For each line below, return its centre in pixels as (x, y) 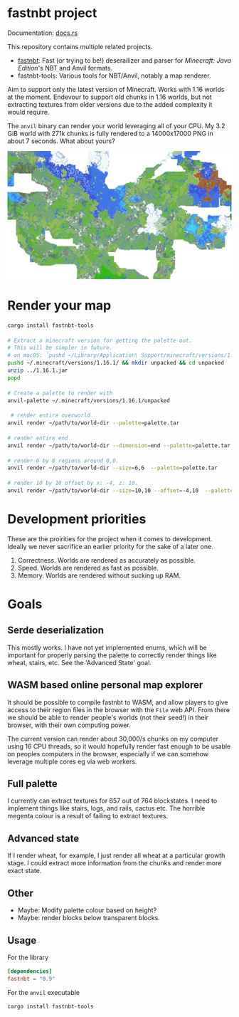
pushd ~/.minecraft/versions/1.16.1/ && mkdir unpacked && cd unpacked (116, 363)
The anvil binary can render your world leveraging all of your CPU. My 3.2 (116, 125)
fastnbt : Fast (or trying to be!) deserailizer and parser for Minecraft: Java (124, 60)
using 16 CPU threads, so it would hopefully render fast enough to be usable (119, 746)
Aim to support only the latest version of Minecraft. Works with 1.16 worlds (116, 89)
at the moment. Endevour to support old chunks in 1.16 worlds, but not (110, 97)
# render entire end (38, 438)
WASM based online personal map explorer (105, 685)
